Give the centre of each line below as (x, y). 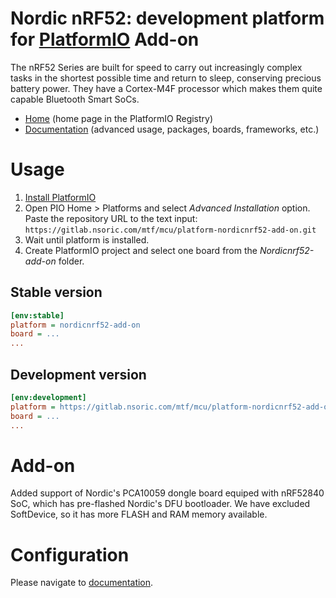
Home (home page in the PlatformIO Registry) (119, 118)
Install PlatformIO (60, 197)
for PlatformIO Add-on (105, 39)
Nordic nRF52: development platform (167, 18)
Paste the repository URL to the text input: (111, 218)
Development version (78, 374)
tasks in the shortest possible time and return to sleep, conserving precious (166, 78)
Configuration (70, 554)
